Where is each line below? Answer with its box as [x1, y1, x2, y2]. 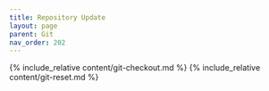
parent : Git [9, 29, 54, 38]
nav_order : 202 [9, 37, 66, 47]
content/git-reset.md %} [9, 72, 99, 83]
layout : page [9, 21, 58, 30]
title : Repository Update [9, 12, 105, 22]
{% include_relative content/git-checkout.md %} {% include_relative [9, 62, 261, 73]
